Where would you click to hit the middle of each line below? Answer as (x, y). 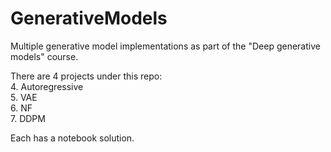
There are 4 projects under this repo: (86, 76)
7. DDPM (28, 118)
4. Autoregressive (47, 86)
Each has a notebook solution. (72, 138)
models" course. (44, 56)
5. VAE (24, 97)
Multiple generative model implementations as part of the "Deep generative (165, 46)
